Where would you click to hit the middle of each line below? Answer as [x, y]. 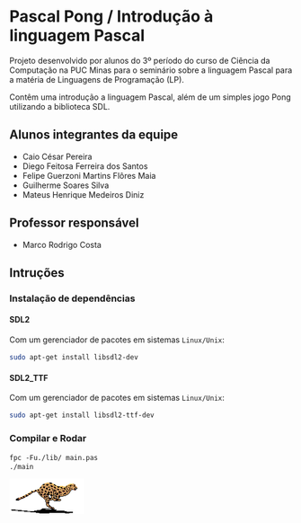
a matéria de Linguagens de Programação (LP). [97, 79]
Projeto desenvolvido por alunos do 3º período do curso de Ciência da [140, 60]
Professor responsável [74, 223]
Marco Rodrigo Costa [62, 244]
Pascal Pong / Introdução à [111, 17]
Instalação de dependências [72, 298]
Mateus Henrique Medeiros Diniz [83, 194]
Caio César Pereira [57, 156]
